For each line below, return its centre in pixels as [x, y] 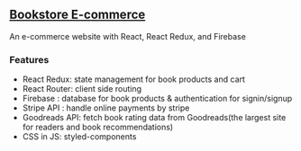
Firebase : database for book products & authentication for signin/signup [157, 99]
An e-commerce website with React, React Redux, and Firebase [128, 36]
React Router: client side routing [82, 89]
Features [29, 59]
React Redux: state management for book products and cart [134, 79]
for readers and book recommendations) [98, 127]
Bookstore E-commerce [78, 15]
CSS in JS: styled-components [79, 137]
